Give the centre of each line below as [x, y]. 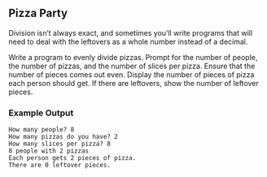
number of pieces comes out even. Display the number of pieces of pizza [131, 74]
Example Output [41, 113]
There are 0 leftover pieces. [60, 166]
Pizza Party [38, 13]
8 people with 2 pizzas [49, 151]
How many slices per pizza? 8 [60, 144]
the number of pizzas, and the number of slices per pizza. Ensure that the [132, 66]
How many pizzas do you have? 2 [63, 137]
